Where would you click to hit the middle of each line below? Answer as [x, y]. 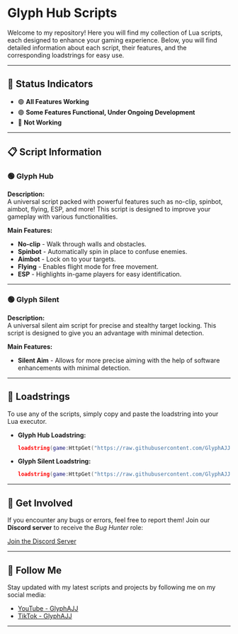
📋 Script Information [55, 152]
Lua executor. [27, 421]
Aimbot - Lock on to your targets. [67, 259]
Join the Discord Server [42, 541]
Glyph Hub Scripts [62, 13]
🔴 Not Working [40, 122]
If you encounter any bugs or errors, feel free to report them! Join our [109, 520]
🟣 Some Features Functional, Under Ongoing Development [106, 112]
